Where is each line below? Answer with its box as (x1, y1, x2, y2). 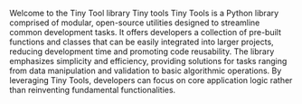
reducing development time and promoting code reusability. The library (9, 46, 275, 57)
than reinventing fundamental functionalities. (9, 85, 176, 95)
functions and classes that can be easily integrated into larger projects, (9, 36, 274, 47)
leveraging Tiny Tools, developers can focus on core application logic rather (9, 75, 293, 85)
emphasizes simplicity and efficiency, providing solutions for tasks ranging (9, 56, 288, 66)
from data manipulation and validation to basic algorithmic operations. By (9, 65, 282, 76)
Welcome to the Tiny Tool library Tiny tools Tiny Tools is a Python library (9, 8, 279, 18)
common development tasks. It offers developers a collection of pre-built (9, 27, 282, 37)
